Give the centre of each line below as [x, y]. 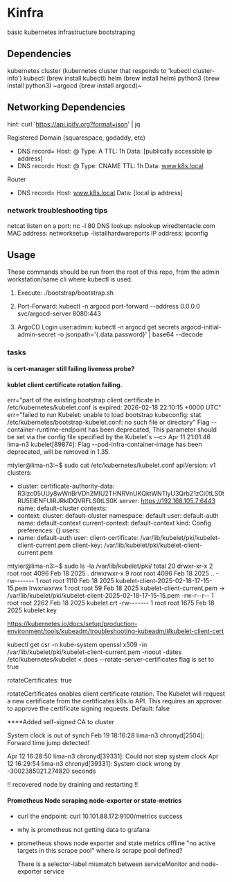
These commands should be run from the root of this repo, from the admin [114, 272]
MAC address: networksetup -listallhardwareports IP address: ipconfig [108, 233]
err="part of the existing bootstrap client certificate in [84, 400]
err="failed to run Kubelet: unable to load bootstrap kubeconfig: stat [104, 415]
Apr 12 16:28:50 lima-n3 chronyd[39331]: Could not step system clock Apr [113, 756]
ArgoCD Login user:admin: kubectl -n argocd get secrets [98, 327]
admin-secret [36, 334]
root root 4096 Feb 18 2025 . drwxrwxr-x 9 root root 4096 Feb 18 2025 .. [111, 573]
